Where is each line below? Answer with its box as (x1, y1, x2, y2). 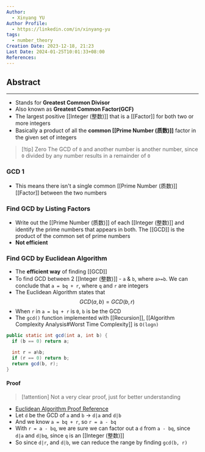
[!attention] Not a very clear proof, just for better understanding (21, 393, 181, 401)
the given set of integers (15, 134, 77, 141)
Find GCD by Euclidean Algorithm (6, 254, 107, 262)
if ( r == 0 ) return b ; (12, 355, 70, 361)
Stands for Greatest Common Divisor (15, 99, 110, 106)
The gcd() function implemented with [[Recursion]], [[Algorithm (15, 314, 175, 322)
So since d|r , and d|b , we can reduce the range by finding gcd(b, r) (15, 439, 188, 446)
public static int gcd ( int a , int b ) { (6, 333, 108, 339)
